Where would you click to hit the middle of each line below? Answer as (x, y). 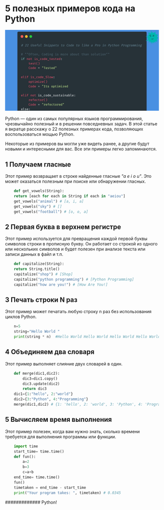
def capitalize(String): (39, 264)
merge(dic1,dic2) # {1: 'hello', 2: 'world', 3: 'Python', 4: (78, 405)
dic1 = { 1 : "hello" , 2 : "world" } (43, 394)
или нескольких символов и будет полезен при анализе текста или (75, 249)
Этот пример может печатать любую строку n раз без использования (78, 312)
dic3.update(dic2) (41, 384)
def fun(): (25, 457)
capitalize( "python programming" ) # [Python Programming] (74, 279)
